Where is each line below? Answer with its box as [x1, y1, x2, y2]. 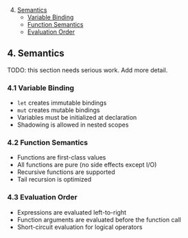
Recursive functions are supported [16, 168, 115, 176]
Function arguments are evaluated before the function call [16, 215, 182, 224]
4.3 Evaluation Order [7, 193, 78, 202]
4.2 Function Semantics [7, 138, 88, 147]
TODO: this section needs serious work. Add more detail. [7, 65, 168, 74]
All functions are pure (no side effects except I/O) [16, 161, 157, 169]
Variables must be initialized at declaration [16, 113, 137, 122]
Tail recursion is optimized [16, 175, 92, 184]
